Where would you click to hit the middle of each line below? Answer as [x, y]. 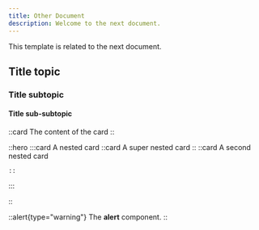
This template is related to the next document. [85, 46]
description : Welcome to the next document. [85, 23]
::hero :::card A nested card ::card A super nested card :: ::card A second [129, 148]
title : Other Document [47, 16]
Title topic [34, 71]
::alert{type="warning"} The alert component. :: [88, 217]
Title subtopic [36, 94]
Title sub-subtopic [40, 114]
